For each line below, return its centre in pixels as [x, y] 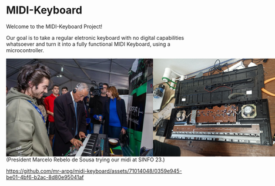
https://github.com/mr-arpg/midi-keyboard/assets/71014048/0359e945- [94, 171]
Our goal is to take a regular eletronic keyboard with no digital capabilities [95, 38]
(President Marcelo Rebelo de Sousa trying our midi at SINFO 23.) [86, 160]
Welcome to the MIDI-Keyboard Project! [54, 26]
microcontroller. [25, 50]
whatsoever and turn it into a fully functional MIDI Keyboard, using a [88, 44]
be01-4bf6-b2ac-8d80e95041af [45, 177]
